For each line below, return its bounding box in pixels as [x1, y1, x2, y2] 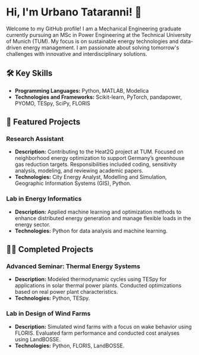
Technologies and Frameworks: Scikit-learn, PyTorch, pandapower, [14, 93, 182, 100]
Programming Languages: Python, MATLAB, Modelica [14, 87, 149, 94]
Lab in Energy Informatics [6, 194, 82, 203]
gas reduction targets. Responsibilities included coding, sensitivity [14, 161, 177, 168]
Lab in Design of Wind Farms [6, 309, 91, 318]
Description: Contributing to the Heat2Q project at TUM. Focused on [14, 148, 184, 155]
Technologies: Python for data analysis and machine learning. [14, 227, 168, 234]
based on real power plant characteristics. [14, 288, 118, 296]
